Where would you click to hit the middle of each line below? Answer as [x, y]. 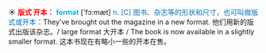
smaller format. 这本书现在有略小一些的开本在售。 [89, 41]
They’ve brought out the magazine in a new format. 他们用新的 [145, 22]
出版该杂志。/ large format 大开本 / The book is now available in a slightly [135, 32]
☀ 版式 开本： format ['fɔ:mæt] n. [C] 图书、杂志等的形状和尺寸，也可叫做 [130, 12]
